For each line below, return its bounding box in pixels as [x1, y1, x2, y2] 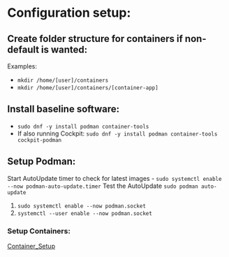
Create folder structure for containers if [7, 33, 184, 45]
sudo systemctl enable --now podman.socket [17, 203, 147, 210]
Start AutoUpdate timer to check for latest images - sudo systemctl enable [7, 174, 222, 182]
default [7, 43, 40, 55]
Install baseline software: [7, 103, 120, 115]
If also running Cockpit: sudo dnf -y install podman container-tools [17, 129, 218, 138]
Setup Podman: [7, 156, 76, 168]
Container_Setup [7, 242, 56, 250]
